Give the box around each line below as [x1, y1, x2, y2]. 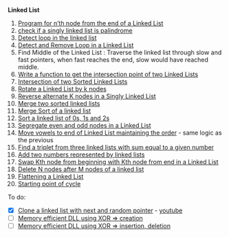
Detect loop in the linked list [17, 34, 97, 42]
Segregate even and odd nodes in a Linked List [17, 122, 151, 129]
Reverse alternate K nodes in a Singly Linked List [17, 92, 157, 100]
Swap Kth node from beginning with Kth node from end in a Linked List [17, 158, 219, 166]
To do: [8, 193, 26, 201]
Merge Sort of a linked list [17, 106, 91, 115]
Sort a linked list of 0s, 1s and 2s [17, 114, 110, 122]
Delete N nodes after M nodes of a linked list [17, 165, 144, 173]
